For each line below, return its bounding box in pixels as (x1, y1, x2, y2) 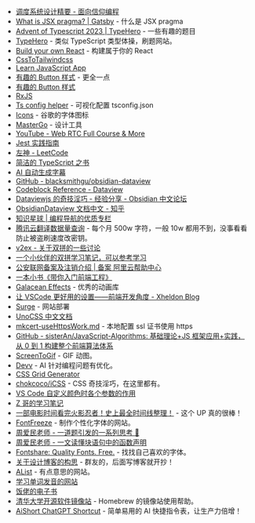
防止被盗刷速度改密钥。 (15, 234, 92, 242)
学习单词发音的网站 (15, 477, 78, 486)
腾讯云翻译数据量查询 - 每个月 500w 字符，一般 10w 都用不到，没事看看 (15, 223, 248, 233)
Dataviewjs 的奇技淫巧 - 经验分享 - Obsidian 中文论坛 (15, 194, 188, 203)
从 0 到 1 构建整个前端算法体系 (15, 341, 114, 350)
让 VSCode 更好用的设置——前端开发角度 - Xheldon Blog (15, 292, 200, 301)
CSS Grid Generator (15, 369, 80, 379)
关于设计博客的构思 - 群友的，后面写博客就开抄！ (15, 457, 175, 467)
